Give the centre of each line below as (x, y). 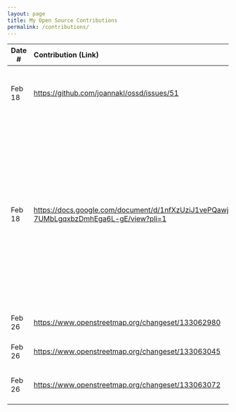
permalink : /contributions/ (48, 27)
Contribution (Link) (66, 55)
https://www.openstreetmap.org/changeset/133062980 (127, 323)
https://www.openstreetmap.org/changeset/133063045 (127, 352)
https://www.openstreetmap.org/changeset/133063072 (127, 385)
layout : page (26, 14)
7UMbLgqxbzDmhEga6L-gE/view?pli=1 (100, 219)
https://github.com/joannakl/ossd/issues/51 (106, 94)
